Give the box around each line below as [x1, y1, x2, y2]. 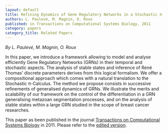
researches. [5, 107, 30, 113]
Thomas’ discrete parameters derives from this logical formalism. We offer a [5, 70, 162, 75]
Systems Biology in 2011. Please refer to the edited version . [5, 122, 127, 128]
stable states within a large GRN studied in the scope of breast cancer [5, 102, 149, 107]
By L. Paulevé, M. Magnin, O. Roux [5, 44, 76, 50]
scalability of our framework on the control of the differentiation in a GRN [5, 91, 155, 97]
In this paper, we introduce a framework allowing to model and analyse [5, 54, 151, 60]
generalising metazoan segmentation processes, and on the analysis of [5, 96, 152, 102]
